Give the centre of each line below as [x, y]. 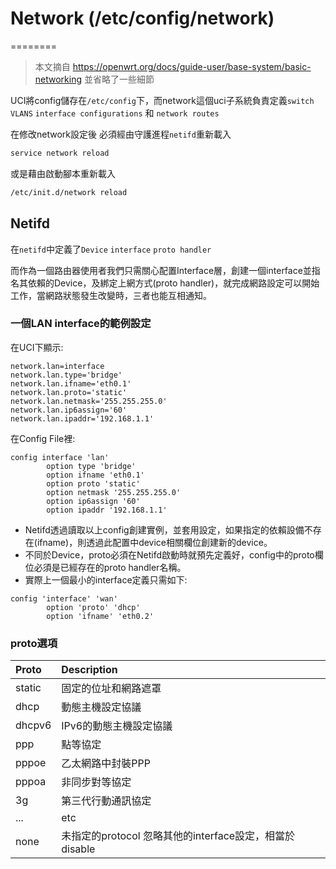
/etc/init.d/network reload [69, 192]
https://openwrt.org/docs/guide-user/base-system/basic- [192, 66]
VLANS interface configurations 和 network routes [115, 113]
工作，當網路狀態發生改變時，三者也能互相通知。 [111, 295]
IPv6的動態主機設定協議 [117, 726]
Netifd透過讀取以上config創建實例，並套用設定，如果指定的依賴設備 [164, 529]
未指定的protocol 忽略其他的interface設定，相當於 [178, 836]
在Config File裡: [43, 438]
